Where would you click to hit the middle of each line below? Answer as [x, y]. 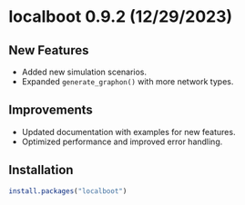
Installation [41, 170]
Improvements [51, 110]
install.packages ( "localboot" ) [68, 191]
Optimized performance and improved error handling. [122, 142]
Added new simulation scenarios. [84, 72]
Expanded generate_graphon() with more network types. [128, 82]
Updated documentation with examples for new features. [128, 132]
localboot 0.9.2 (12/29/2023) [121, 17]
